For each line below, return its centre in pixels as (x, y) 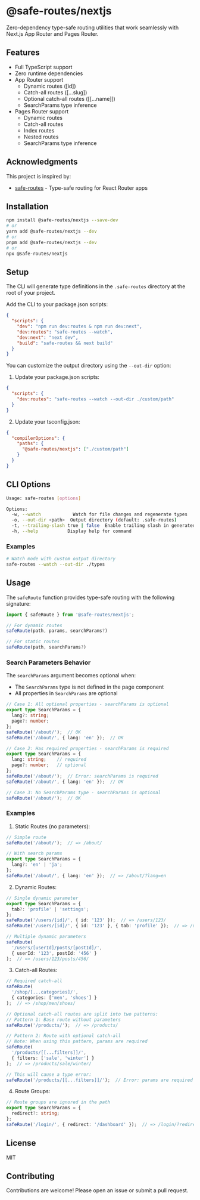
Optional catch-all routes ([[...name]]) (70, 98)
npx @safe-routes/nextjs (37, 254)
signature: (18, 603)
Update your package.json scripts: (57, 377)
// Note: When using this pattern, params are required (77, 1042)
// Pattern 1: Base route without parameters (63, 1019)
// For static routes (33, 642)
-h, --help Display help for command (72, 531)
